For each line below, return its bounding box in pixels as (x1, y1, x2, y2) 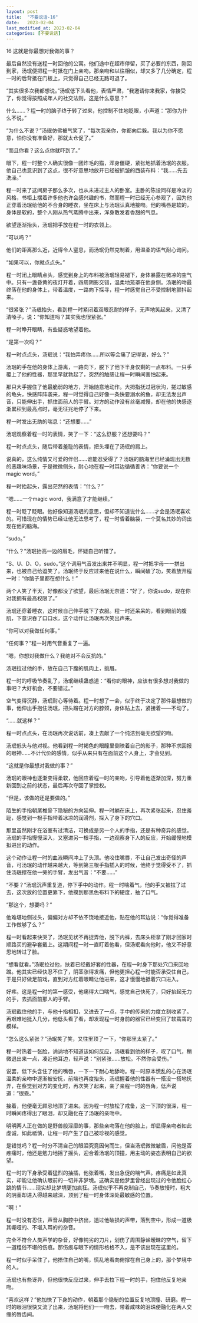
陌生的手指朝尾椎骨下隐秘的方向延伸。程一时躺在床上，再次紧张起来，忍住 (6, 807, 187, 814)
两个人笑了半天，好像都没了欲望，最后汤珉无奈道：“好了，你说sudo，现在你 (6, 588, 191, 595)
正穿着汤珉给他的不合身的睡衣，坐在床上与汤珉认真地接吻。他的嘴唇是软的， (6, 202, 192, 209)
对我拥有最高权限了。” (6, 595, 58, 602)
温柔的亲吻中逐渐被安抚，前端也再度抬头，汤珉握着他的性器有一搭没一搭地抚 (6, 1075, 192, 1082)
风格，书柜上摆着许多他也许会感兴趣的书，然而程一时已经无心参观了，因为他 (6, 194, 192, 201)
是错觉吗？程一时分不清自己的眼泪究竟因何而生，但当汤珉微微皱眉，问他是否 (6, 1142, 192, 1149)
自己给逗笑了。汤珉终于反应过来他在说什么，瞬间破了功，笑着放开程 (26, 568, 192, 575)
